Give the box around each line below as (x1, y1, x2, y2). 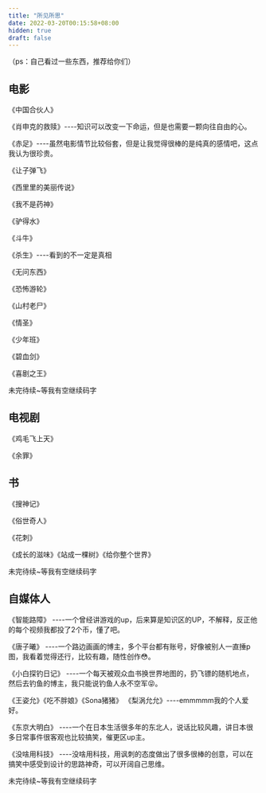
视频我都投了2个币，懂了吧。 (29, 624, 125, 634)
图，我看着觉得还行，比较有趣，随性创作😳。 (8, 651, 155, 661)
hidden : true (8, 26, 52, 34)
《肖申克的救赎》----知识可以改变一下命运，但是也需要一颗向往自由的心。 (8, 122, 252, 131)
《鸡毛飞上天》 (8, 433, 57, 443)
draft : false (8, 33, 52, 42)
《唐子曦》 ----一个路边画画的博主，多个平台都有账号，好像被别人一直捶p (8, 642, 251, 651)
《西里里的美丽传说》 (8, 182, 78, 192)
